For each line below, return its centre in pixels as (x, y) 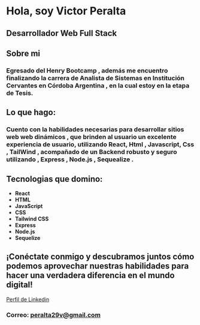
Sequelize (28, 238)
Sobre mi (23, 53)
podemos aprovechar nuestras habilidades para (98, 266)
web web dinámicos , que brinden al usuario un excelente (91, 137)
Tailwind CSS (32, 219)
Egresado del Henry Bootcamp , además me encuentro (87, 70)
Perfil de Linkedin (28, 299)
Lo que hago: (31, 112)
